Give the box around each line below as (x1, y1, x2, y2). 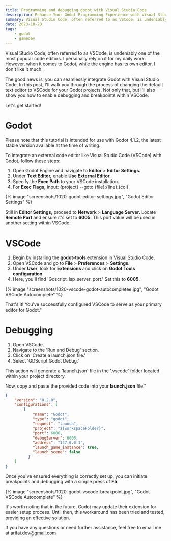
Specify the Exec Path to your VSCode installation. (12, 178, 119, 184)
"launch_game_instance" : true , (32, 445, 99, 450)
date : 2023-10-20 (5, 21, 42, 27)
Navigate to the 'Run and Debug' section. (12, 347, 99, 353)
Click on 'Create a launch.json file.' (12, 352, 85, 358)
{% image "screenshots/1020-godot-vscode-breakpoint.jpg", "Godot (5, 488, 150, 495)
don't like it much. (5, 66, 43, 72)
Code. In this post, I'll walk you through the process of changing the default (5, 81, 163, 87)
